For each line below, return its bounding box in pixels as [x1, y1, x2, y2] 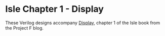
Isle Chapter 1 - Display [5, 3, 104, 15]
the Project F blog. [5, 25, 44, 31]
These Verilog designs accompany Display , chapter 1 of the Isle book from [5, 20, 160, 26]
